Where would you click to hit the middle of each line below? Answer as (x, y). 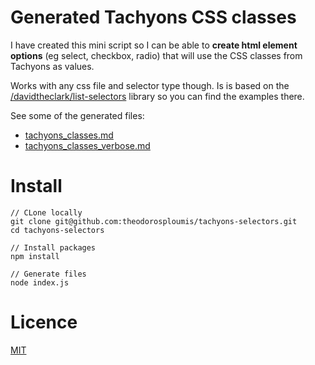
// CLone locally (46, 212)
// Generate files (48, 274)
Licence (44, 322)
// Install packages (53, 247)
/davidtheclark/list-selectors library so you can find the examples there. (157, 96)
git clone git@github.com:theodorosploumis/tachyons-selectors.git (154, 221)
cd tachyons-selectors (57, 230)
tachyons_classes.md (69, 135)
